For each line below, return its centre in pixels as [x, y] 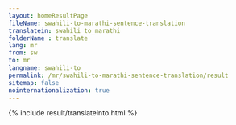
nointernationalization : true [59, 90]
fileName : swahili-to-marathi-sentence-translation [97, 23]
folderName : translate [48, 38]
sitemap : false [34, 83]
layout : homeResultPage [48, 16]
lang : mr [23, 46]
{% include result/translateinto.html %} [73, 113]
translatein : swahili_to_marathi [64, 30]
